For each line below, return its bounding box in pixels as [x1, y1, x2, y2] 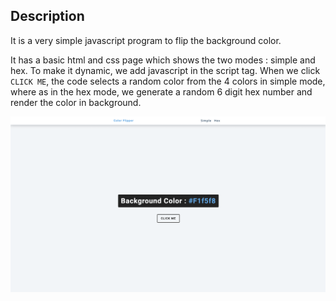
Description [10, 8, 85, 25]
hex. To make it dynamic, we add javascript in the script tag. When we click [10, 64, 321, 76]
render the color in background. [10, 96, 142, 108]
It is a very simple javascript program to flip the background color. [10, 34, 282, 46]
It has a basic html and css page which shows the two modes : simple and [10, 54, 316, 66]
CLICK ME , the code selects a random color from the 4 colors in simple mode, [10, 75, 326, 87]
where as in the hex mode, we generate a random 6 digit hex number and [10, 85, 313, 98]
